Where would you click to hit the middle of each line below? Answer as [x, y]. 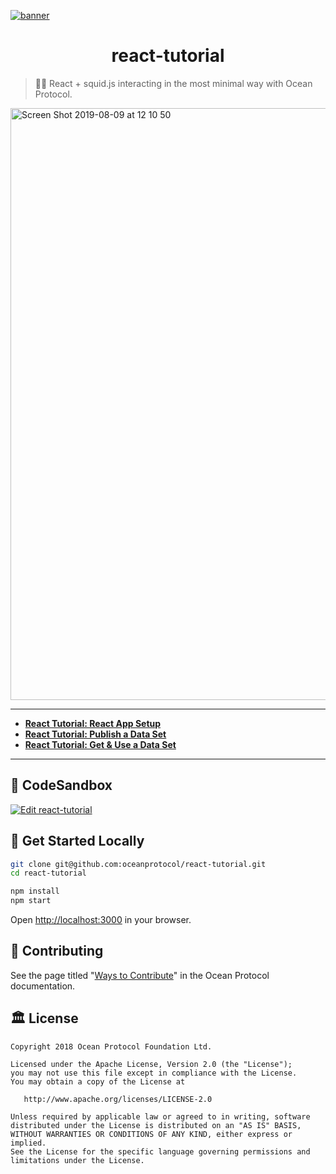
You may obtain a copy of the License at [98, 1081]
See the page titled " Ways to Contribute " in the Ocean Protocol [140, 975]
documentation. [43, 986]
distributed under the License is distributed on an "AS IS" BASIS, [156, 1125]
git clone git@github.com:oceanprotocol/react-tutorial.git [138, 864]
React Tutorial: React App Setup [93, 723]
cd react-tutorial [48, 873]
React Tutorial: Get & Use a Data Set [100, 744]
